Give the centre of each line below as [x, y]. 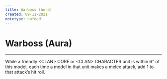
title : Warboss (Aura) [29, 10]
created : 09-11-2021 [27, 14]
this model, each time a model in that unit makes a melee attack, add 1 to [80, 67]
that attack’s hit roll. [25, 72]
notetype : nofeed [23, 19]
